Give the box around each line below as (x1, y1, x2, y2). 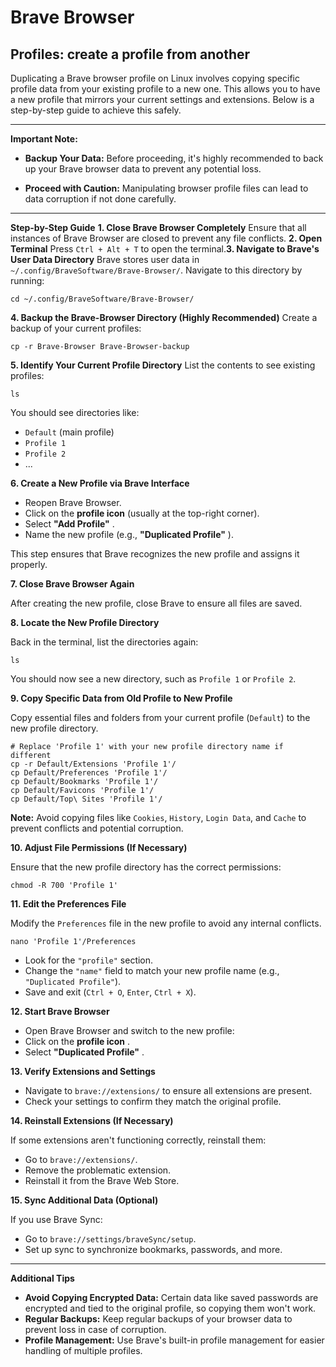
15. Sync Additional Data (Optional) (10, 1194, 159, 1206)
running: (10, 275, 45, 286)
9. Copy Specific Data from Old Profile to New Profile (10, 692, 233, 704)
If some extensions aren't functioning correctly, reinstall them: (10, 1134, 267, 1146)
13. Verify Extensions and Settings (10, 1066, 156, 1077)
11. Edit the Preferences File (10, 898, 127, 910)
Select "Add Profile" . (24, 518, 115, 530)
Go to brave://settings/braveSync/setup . (24, 1233, 197, 1245)
